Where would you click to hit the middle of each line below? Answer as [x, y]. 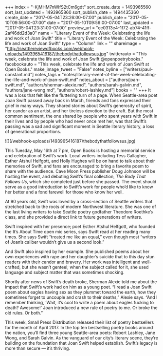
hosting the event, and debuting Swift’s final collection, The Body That [75, 176]
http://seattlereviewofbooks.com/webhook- [51, 49]
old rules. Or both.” [24, 313]
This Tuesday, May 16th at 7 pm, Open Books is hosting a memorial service [80, 150]
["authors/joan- [125, 80]
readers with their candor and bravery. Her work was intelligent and [73, 262]
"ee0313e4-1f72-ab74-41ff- [124, 28]
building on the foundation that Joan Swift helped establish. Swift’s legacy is [81, 343]
